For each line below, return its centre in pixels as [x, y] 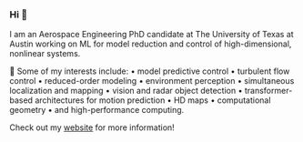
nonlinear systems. [45, 54]
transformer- [268, 91]
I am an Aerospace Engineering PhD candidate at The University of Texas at [151, 35]
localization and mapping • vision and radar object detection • [126, 91]
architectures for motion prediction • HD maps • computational [153, 100]
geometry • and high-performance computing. [97, 110]
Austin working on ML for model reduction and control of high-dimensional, [151, 44]
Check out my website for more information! [92, 127]
